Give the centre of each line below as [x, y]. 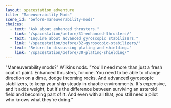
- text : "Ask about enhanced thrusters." [55, 29]
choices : [15, 24]
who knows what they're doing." [39, 99]
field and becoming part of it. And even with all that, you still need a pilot [82, 94]
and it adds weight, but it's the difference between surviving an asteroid [81, 89]
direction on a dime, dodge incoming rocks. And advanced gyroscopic [79, 78]
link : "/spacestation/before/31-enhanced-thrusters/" [73, 34]
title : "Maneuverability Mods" [39, 15]
